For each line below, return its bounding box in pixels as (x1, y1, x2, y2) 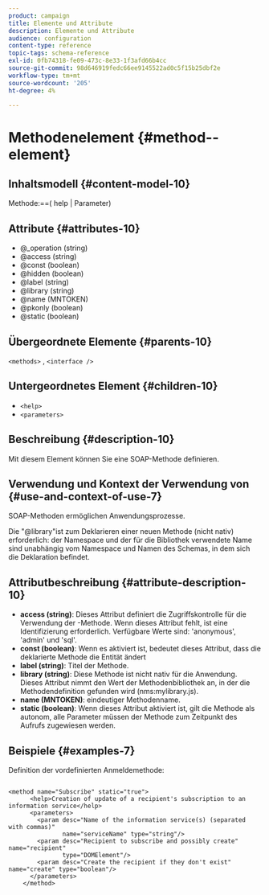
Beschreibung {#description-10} (8, 433, 175, 446)
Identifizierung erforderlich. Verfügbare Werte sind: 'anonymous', (19, 626, 237, 636)
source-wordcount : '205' (8, 79, 92, 87)
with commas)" (8, 823, 56, 831)
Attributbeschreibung (8, 576, 120, 589)
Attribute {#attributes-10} (8, 222, 141, 236)
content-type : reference (8, 42, 92, 50)
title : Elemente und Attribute (8, 19, 113, 27)
